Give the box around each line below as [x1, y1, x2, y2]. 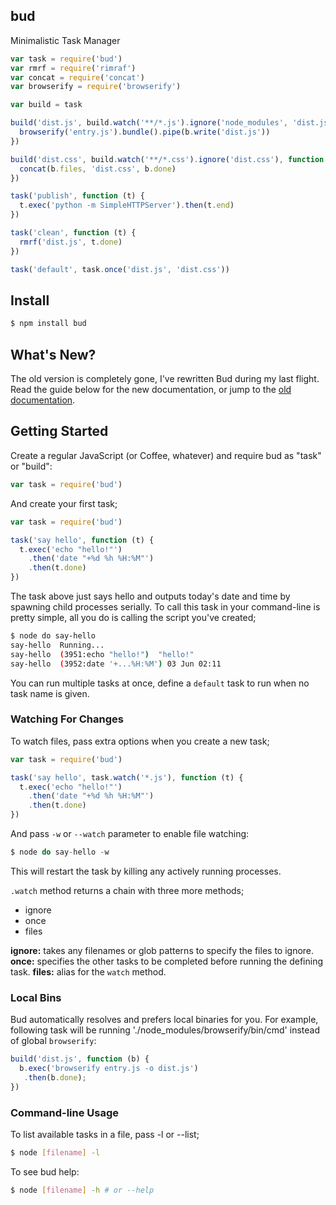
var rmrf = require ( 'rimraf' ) [10, 63, 137, 73]
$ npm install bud [10, 319, 87, 329]
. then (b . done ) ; [23, 1072, 87, 1083]
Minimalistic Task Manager [10, 34, 121, 46]
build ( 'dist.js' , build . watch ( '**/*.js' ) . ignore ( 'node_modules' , [10, 118, 288, 128]
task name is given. [10, 687, 90, 699]
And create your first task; [10, 497, 118, 509]
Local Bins [10, 990, 62, 1004]
